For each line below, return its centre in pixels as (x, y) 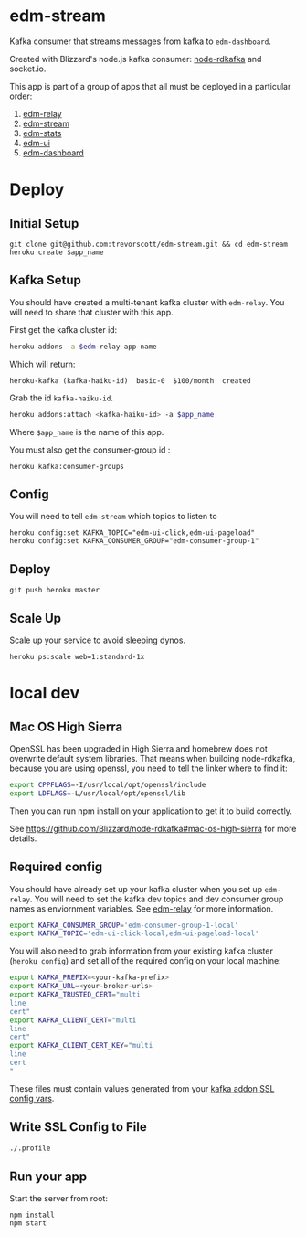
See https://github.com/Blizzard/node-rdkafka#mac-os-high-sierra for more (153, 828)
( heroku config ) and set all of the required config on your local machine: (145, 961)
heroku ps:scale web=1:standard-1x (77, 656)
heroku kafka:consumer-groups (67, 466)
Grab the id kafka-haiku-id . (62, 398)
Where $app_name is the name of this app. (87, 432)
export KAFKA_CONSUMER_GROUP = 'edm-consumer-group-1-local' (124, 925)
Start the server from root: (58, 1199)
